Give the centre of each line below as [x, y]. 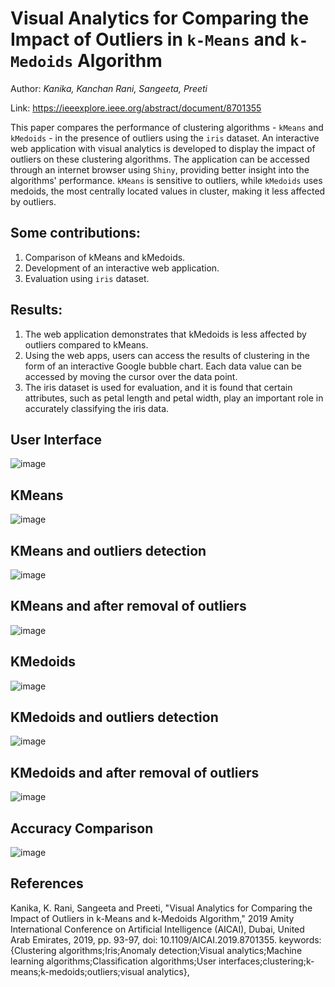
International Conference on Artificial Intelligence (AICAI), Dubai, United [157, 929]
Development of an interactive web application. [122, 268]
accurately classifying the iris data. [97, 408]
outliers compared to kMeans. [86, 344]
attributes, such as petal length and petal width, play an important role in [174, 398]
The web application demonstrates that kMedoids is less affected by [165, 334]
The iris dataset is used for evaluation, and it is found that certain [158, 387]
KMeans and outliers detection [108, 550]
